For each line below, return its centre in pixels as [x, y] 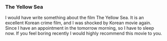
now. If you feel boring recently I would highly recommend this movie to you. [84, 34]
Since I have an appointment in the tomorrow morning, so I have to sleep [80, 28]
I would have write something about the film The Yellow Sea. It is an [75, 18]
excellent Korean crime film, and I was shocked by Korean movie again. [78, 23]
